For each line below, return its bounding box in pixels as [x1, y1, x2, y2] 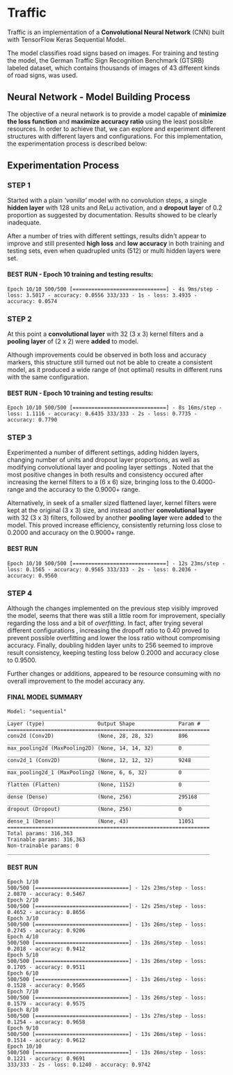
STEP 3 [7, 433, 33, 442]
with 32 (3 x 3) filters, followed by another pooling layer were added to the [7, 513, 223, 522]
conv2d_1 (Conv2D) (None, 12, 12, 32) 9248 [7, 757, 191, 764]
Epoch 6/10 [7, 970, 39, 977]
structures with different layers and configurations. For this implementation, [7, 132, 223, 140]
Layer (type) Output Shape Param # [7, 720, 200, 727]
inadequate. [7, 218, 42, 227]
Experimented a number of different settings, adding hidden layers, [7, 448, 200, 457]
